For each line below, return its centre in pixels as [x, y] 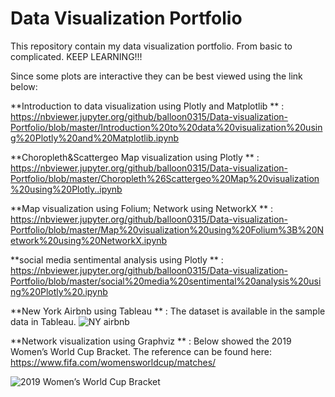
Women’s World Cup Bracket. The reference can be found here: [141, 351]
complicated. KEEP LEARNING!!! [76, 56]
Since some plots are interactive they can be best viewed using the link [156, 76]
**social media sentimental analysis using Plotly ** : [117, 259]
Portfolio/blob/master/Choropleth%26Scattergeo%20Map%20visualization [165, 178]
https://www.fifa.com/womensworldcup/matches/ [113, 362]
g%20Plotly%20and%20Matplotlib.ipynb [95, 138]
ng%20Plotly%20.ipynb [59, 291]
